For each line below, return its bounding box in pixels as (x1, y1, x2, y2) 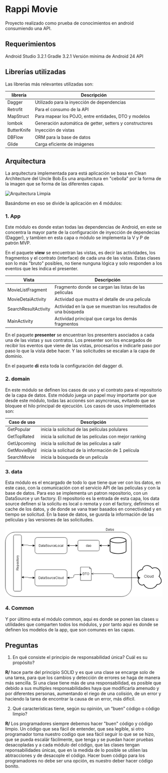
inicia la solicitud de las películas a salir (40, 440, 121, 446)
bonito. (5, 763, 20, 769)
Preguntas (5, 641, 38, 650)
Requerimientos (5, 40, 56, 49)
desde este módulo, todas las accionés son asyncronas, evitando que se (5, 397, 155, 403)
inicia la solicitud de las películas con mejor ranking (40, 433, 146, 439)
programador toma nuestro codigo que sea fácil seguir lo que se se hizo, (5, 731, 155, 737)
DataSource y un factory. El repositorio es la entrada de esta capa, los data (5, 495, 160, 501)
